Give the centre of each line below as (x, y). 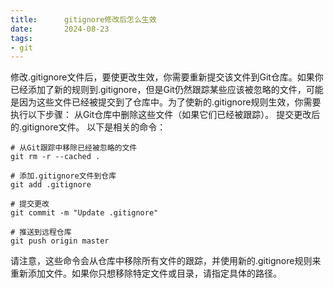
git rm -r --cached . (55, 157)
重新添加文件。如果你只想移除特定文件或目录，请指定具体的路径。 (146, 273)
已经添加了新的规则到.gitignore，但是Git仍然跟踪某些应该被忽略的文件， (158, 90)
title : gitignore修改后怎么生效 (83, 19)
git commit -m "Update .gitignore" (84, 213)
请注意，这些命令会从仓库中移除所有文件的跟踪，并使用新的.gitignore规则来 (166, 261)
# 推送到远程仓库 (41, 232)
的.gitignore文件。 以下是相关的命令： (88, 127)
